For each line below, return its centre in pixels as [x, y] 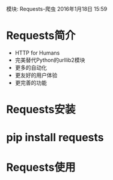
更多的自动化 [31, 67]
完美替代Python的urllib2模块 [50, 60]
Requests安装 [41, 109]
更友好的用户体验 [36, 75]
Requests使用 [41, 167]
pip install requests [55, 138]
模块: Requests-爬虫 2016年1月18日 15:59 [57, 9]
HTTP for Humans [37, 53]
